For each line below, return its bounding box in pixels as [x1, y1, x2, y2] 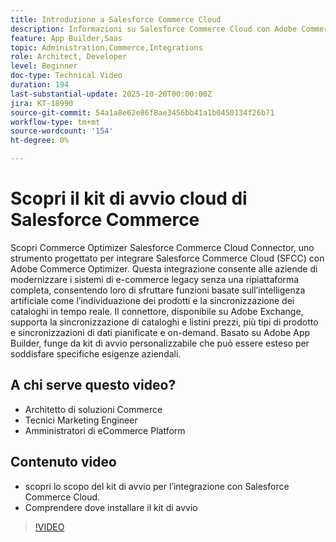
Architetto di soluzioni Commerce [24, 403, 163, 415]
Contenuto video [10, 454, 117, 471]
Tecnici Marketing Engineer [24, 414, 138, 426]
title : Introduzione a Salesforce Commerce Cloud [10, 14, 222, 25]
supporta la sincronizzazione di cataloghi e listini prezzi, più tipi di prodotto [10, 316, 319, 328]
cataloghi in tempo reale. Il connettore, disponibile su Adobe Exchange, [10, 305, 304, 317]
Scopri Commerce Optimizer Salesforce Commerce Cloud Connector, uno [10, 241, 315, 253]
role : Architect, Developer [10, 52, 128, 62]
